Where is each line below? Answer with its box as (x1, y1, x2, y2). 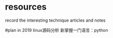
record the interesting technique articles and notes (5, 17, 106, 23)
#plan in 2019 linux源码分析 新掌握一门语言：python (5, 27, 108, 33)
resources (5, 1, 47, 13)
